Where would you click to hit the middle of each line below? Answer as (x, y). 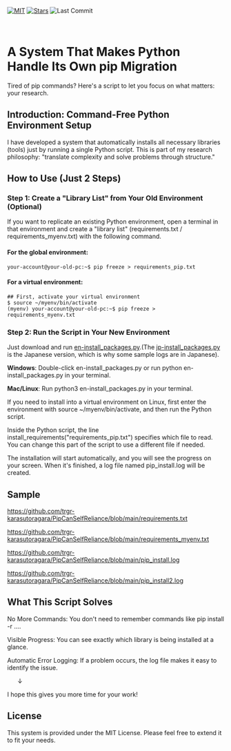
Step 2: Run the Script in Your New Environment (89, 332)
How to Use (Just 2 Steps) (64, 178)
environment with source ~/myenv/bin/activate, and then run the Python (110, 409)
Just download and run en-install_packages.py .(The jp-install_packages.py (114, 347)
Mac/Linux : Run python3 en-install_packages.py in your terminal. (100, 389)
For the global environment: (48, 253)
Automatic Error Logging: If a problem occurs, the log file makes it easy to (112, 660)
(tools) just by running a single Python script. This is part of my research (110, 149)
